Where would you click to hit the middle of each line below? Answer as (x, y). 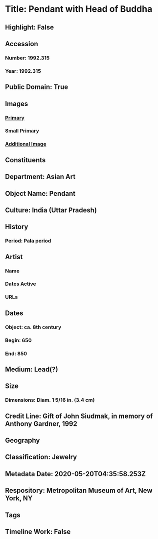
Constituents (25, 160)
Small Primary (22, 131)
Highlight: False (30, 27)
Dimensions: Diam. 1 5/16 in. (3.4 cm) (50, 400)
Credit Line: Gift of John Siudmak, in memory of (79, 416)
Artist (14, 257)
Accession (22, 44)
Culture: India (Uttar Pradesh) (51, 210)
